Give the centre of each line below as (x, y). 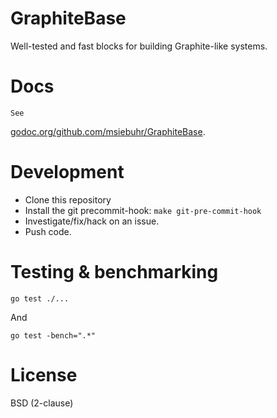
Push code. (48, 231)
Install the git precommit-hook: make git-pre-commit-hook (143, 210)
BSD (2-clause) (42, 403)
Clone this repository (68, 199)
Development (67, 172)
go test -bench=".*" (53, 335)
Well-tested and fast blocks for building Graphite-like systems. (139, 46)
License (44, 374)
